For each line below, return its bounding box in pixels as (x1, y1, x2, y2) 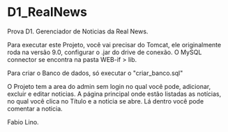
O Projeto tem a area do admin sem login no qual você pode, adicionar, (7, 82, 211, 90)
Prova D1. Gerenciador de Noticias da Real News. (7, 27, 149, 35)
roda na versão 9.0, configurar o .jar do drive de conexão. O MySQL (7, 48, 202, 56)
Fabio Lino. (7, 117, 40, 126)
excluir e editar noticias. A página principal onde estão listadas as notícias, (7, 90, 222, 98)
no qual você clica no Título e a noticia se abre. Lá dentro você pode (7, 97, 204, 105)
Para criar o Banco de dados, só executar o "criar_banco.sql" (7, 69, 183, 77)
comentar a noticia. (7, 104, 63, 113)
